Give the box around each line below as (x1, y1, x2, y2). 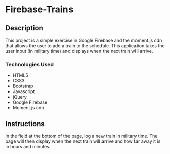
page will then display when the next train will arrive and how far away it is (5, 138, 161, 144)
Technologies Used (5, 60, 54, 68)
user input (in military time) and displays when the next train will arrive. (5, 48, 153, 54)
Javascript (12, 88, 35, 95)
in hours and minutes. (5, 144, 51, 150)
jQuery (12, 94, 27, 100)
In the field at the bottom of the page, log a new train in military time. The (5, 133, 158, 139)
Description (5, 24, 43, 33)
